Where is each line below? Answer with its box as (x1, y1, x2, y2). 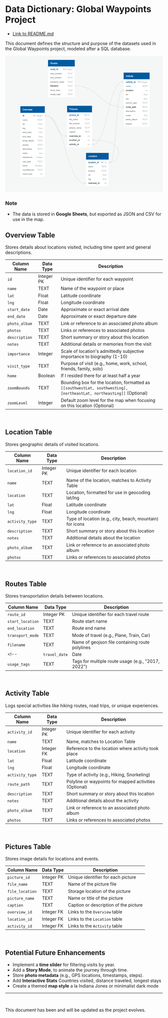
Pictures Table (5, 842, 51, 851)
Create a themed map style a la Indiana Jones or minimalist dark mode (12, 983, 159, 989)
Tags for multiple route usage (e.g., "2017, (71, 658, 160, 664)
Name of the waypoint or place (60, 285, 124, 291)
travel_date (43, 652, 68, 657)
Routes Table (5, 579, 47, 588)
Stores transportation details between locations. (5, 593, 104, 599)
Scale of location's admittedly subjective (60, 348, 144, 354)
